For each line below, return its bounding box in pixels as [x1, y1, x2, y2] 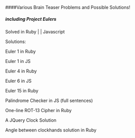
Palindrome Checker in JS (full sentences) [5, 97, 93, 103]
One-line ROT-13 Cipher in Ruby [5, 107, 72, 113]
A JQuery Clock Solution [5, 117, 57, 123]
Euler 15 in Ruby [5, 87, 39, 93]
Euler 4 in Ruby [5, 68, 37, 74]
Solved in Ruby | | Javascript [5, 28, 65, 34]
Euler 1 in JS [5, 58, 31, 64]
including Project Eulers [5, 16, 57, 22]
